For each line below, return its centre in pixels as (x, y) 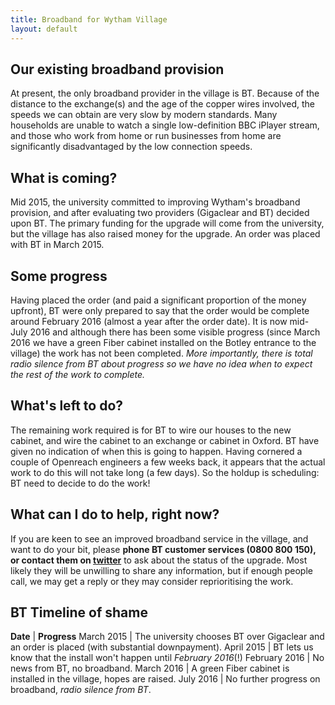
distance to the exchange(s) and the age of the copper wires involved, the (162, 104)
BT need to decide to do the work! (80, 483)
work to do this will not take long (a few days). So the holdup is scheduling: (165, 472)
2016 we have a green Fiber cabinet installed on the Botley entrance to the (163, 342)
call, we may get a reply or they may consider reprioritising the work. (152, 581)
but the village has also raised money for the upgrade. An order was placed (165, 234)
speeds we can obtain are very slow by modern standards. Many (144, 115)
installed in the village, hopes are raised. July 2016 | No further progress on (165, 679)
